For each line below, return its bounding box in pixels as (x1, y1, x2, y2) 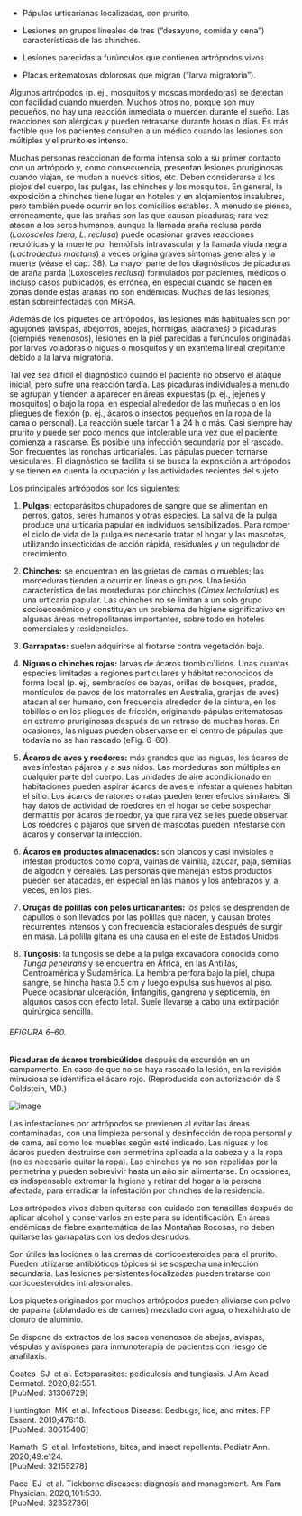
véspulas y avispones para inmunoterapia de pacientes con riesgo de (9, 1341, 268, 1352)
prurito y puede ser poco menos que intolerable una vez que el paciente (9, 427, 278, 437)
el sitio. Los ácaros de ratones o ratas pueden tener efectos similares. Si (22, 791, 291, 801)
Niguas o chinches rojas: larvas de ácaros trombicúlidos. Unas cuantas (22, 658, 290, 668)
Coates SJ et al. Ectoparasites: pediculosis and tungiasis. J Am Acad (9, 1368, 269, 1379)
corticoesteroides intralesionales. (9, 1278, 133, 1289)
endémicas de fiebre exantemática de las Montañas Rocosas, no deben (9, 1222, 275, 1233)
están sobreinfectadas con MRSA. (9, 297, 136, 307)
